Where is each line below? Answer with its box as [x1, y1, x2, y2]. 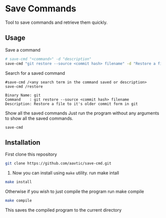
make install [5, 179, 32, 185]
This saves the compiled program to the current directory [5, 207, 122, 213]
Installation [5, 138, 41, 147]
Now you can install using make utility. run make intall [12, 170, 120, 176]
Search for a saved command [5, 70, 65, 76]
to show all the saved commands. [5, 115, 73, 121]
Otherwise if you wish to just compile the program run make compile [5, 189, 144, 195]
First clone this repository [5, 152, 57, 158]
